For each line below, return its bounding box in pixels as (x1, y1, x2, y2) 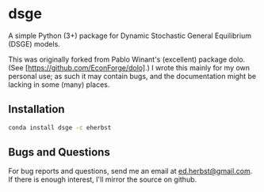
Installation (8, 103, 65, 116)
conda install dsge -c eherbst (8, 123, 112, 131)
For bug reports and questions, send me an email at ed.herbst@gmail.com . (8, 167, 253, 176)
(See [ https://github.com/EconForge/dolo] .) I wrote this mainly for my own (8, 62, 251, 72)
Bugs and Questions (8, 145, 111, 159)
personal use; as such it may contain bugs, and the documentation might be (8, 71, 256, 81)
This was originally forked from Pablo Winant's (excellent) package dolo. (8, 55, 246, 64)
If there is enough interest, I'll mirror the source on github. (8, 175, 197, 184)
